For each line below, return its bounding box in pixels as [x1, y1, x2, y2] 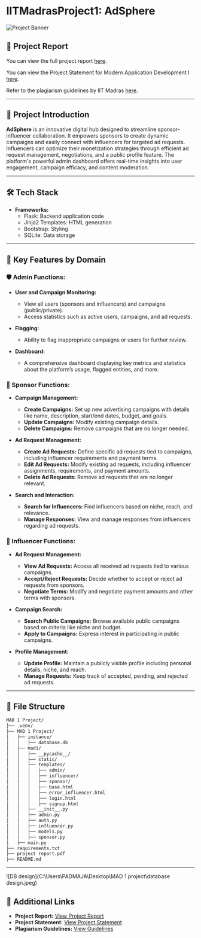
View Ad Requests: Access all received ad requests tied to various [23, 562, 189, 569]
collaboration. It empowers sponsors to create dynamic [32, 132, 169, 139]
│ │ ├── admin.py [6, 812, 60, 818]
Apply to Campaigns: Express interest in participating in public [23, 630, 179, 637]
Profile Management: [14, 648, 69, 655]
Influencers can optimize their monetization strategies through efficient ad [6, 145, 190, 152]
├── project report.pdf [6, 851, 66, 857]
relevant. [23, 480, 46, 487]
